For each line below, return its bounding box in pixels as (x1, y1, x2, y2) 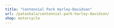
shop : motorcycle (5, 16, 40, 20)
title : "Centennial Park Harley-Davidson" (5, 7, 92, 12)
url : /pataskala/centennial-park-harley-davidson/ (5, 11, 110, 16)
